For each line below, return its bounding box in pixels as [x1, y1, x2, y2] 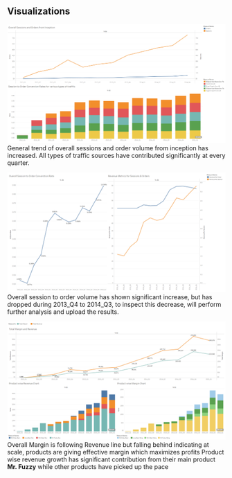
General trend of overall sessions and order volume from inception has [7, 143, 209, 152]
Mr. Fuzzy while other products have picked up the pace [7, 463, 169, 471]
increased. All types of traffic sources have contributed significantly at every [7, 151, 226, 159]
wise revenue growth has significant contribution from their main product [7, 455, 216, 463]
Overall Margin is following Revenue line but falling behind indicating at [7, 441, 209, 449]
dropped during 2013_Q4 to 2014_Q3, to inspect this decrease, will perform [7, 300, 222, 308]
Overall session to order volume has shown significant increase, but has [7, 292, 213, 301]
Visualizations [7, 6, 71, 17]
